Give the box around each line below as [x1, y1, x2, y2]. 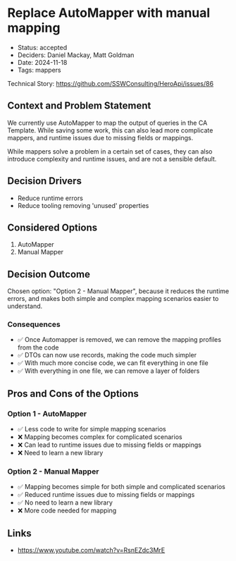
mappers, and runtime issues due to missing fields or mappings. [7, 133, 194, 142]
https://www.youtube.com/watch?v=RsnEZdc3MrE [17, 546, 166, 555]
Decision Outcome [7, 268, 90, 280]
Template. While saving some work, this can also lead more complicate [7, 125, 213, 135]
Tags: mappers [17, 66, 61, 74]
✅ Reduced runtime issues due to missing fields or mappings [17, 491, 195, 499]
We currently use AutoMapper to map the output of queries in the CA [7, 118, 208, 127]
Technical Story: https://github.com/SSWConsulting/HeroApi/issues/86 [7, 79, 213, 87]
